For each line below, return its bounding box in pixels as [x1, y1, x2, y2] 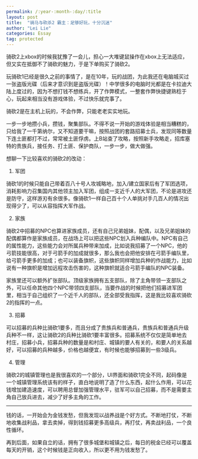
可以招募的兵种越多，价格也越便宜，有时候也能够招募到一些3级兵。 [16, 346, 180, 353]
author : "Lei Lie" [6, 25, 51, 31]
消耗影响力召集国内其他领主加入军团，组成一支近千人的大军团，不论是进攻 [6, 187, 187, 194]
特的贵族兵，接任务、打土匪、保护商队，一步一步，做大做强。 [6, 142, 156, 149]
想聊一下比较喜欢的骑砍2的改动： [6, 155, 87, 162]
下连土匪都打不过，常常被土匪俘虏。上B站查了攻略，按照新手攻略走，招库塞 [6, 135, 190, 142]
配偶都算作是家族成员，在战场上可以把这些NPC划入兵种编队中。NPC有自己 [6, 235, 189, 242]
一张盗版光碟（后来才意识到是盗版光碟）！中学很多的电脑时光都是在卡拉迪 [6, 80, 187, 87]
